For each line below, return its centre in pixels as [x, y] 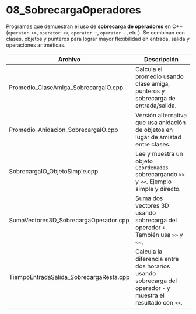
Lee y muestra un [159, 153]
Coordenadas [152, 168]
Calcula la [149, 252]
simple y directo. [158, 189]
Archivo [69, 59]
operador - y [153, 288]
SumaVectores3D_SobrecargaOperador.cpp [69, 220]
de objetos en [154, 130]
